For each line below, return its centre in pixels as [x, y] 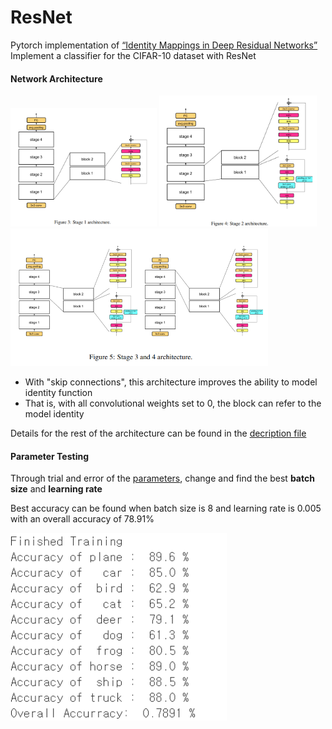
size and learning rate [56, 489]
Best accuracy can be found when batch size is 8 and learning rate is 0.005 [166, 508]
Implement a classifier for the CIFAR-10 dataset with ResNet [133, 55]
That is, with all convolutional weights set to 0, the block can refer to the [173, 403]
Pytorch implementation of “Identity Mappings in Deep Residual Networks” [164, 45]
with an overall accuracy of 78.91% [82, 519]
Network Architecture [56, 78]
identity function [58, 393]
